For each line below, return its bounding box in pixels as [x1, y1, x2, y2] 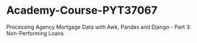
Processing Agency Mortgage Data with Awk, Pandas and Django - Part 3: [6, 23, 192, 30]
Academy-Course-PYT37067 [6, 4, 158, 17]
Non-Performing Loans [6, 29, 64, 36]
